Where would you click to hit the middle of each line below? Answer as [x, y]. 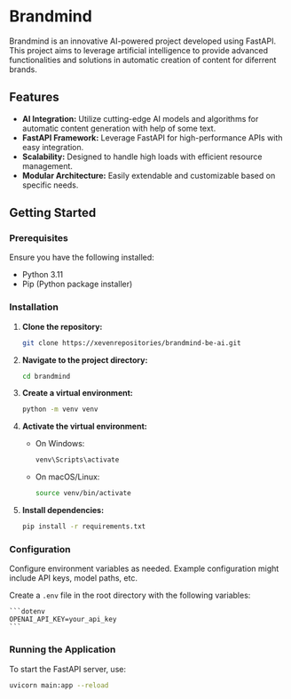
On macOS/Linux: [67, 477]
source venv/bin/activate [83, 494]
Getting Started [53, 213]
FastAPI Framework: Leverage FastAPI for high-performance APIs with [152, 137]
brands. [23, 69]
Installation [34, 307]
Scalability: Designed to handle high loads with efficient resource [142, 157]
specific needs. [50, 185]
